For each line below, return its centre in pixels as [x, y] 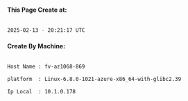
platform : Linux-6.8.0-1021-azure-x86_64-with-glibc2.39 [94, 80]
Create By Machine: [36, 46]
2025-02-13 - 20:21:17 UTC [46, 30]
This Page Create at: [37, 10]
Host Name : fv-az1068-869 [46, 67]
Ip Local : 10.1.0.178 [42, 92]
